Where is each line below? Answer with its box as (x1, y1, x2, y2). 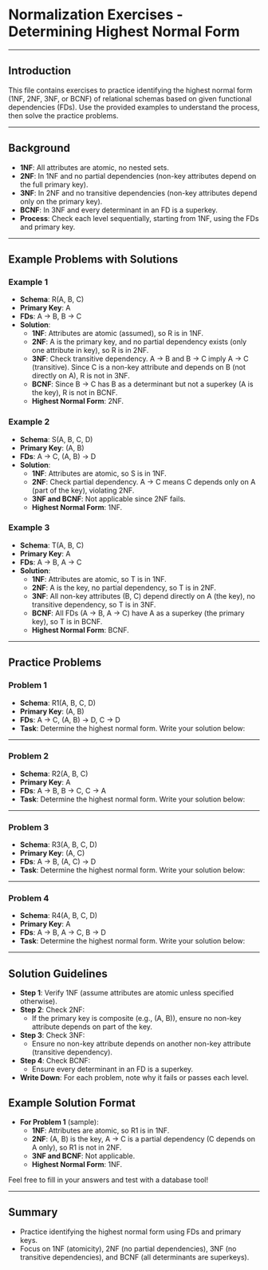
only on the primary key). (19, 196, 103, 206)
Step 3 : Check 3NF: (19, 1031, 85, 1040)
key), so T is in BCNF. (31, 616, 103, 626)
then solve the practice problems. (8, 110, 119, 121)
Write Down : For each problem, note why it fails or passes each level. (19, 1073, 249, 1082)
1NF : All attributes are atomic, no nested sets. (19, 162, 169, 172)
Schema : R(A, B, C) (19, 295, 85, 304)
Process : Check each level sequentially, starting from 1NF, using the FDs (19, 213, 259, 223)
